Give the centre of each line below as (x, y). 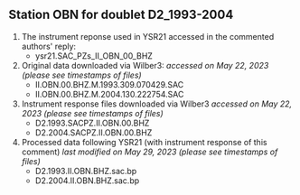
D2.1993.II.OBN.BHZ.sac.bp (86, 171)
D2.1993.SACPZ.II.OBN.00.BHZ (92, 123)
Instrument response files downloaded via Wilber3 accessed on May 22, (157, 104)
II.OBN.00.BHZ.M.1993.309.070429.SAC (109, 84)
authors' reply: (49, 46)
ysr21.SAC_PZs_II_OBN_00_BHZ (94, 56)
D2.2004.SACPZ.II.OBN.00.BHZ (94, 132)
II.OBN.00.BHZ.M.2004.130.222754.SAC (109, 94)
